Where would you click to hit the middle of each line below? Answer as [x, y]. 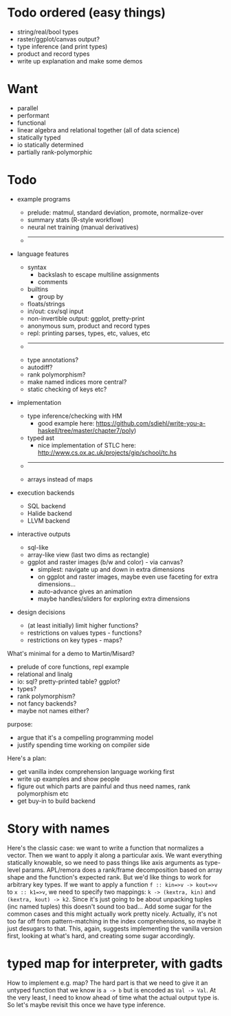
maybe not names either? [53, 710]
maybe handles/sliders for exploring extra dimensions [114, 599]
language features [43, 254]
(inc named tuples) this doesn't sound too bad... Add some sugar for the [109, 906]
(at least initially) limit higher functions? [83, 625]
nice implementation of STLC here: [87, 445]
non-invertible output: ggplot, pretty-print [86, 318]
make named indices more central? [77, 381]
